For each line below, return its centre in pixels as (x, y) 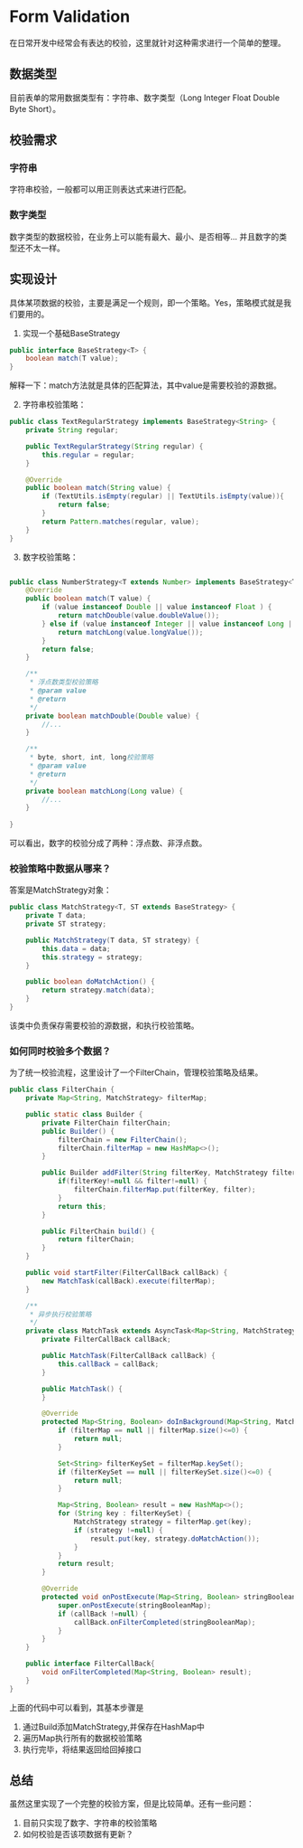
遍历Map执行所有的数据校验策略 (82, 1738)
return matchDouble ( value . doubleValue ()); (138, 616)
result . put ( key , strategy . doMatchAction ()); (174, 1539)
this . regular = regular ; (88, 455)
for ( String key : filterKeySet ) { (124, 1513)
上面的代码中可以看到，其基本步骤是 (77, 1707)
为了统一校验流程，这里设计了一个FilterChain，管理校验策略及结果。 (136, 1072)
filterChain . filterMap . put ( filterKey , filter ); (165, 1190)
